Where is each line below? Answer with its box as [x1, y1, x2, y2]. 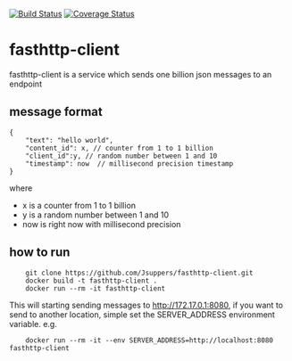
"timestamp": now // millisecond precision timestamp [25, 159, 234, 168]
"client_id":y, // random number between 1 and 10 [25, 152, 218, 160]
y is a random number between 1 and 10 [21, 209, 170, 220]
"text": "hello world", [25, 135, 114, 144]
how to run [9, 245, 71, 260]
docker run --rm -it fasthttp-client [25, 283, 166, 293]
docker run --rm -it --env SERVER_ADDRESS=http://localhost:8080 [25, 335, 274, 345]
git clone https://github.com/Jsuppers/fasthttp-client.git [25, 268, 254, 277]
